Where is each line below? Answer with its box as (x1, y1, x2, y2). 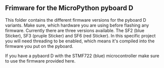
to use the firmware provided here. (5, 58, 76, 64)
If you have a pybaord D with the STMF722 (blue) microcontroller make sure (5, 53, 160, 59)
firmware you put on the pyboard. (5, 43, 73, 49)
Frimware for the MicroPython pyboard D (5, 4, 133, 12)
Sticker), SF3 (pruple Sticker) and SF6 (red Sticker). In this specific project (5, 33, 156, 38)
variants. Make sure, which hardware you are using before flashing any (5, 22, 149, 28)
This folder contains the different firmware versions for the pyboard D (5, 17, 146, 23)
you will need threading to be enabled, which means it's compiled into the (5, 38, 155, 44)
